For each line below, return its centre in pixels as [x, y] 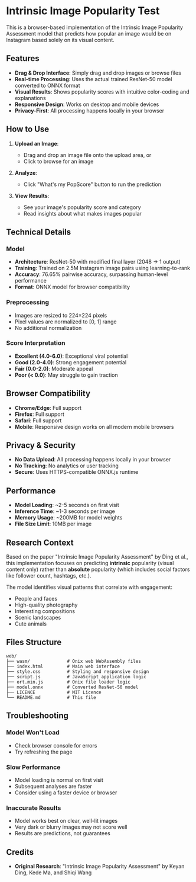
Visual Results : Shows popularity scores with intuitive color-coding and [102, 92]
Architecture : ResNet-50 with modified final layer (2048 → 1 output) [98, 262]
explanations [30, 98]
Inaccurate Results [34, 808]
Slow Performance [33, 767]
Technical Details [39, 232]
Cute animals [31, 624]
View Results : [32, 195]
